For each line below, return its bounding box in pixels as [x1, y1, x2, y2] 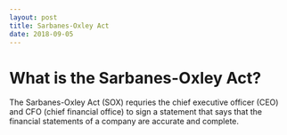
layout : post [9, 12, 58, 22]
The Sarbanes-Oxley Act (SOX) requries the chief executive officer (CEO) [9, 97, 279, 107]
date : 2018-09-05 [9, 29, 74, 38]
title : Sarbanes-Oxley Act [9, 21, 110, 30]
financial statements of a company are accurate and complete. [9, 116, 239, 127]
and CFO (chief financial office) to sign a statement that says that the [9, 107, 263, 117]
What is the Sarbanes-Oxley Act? [9, 67, 261, 88]
